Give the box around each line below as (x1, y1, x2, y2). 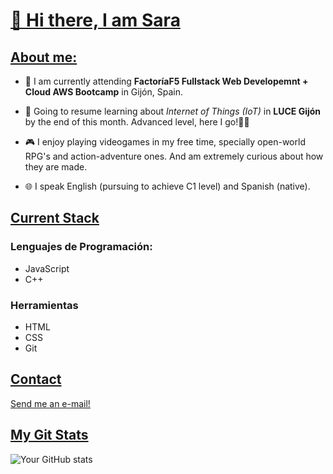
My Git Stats (10, 427, 89, 444)
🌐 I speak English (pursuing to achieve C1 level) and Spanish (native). (24, 180, 311, 192)
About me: (10, 49, 78, 66)
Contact (10, 371, 62, 388)
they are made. (24, 161, 88, 173)
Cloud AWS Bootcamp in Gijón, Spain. (24, 86, 183, 98)
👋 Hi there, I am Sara (10, 9, 181, 32)
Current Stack (10, 210, 100, 227)
